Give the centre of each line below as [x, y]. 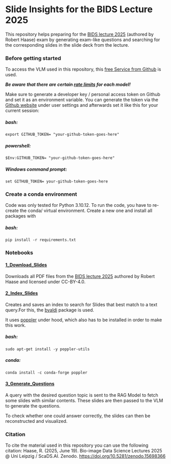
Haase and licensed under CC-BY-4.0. [45, 282]
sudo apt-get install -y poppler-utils [48, 349]
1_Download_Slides [26, 265]
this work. [16, 325]
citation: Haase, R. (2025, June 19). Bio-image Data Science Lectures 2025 [84, 451]
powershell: [18, 145]
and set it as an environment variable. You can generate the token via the [82, 100]
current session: [22, 111]
